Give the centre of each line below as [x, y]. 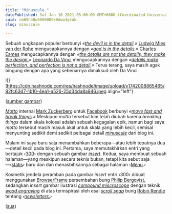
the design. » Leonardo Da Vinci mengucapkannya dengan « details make [82, 60]
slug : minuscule [23, 24]
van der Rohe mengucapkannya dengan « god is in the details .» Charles [81, 49]
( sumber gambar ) [24, 101]
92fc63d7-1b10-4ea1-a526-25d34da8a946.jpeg [56, 91]
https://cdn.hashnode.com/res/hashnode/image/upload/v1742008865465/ [86, 86]
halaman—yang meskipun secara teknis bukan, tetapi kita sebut [73, 159]
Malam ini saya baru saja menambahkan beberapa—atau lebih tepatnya [81, 143]
